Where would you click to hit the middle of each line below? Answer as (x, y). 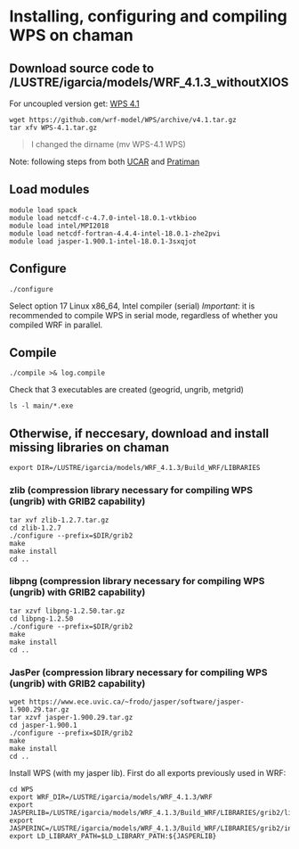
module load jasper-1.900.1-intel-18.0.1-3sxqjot (103, 241)
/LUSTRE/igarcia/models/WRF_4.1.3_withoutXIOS (149, 82)
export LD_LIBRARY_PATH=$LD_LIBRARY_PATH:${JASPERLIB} (113, 837)
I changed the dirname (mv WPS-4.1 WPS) (109, 144)
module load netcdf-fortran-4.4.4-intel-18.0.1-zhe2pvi (115, 234)
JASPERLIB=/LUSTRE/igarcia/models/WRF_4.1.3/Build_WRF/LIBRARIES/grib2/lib (153, 813)
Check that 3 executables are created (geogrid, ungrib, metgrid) (127, 390)
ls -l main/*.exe (41, 406)
